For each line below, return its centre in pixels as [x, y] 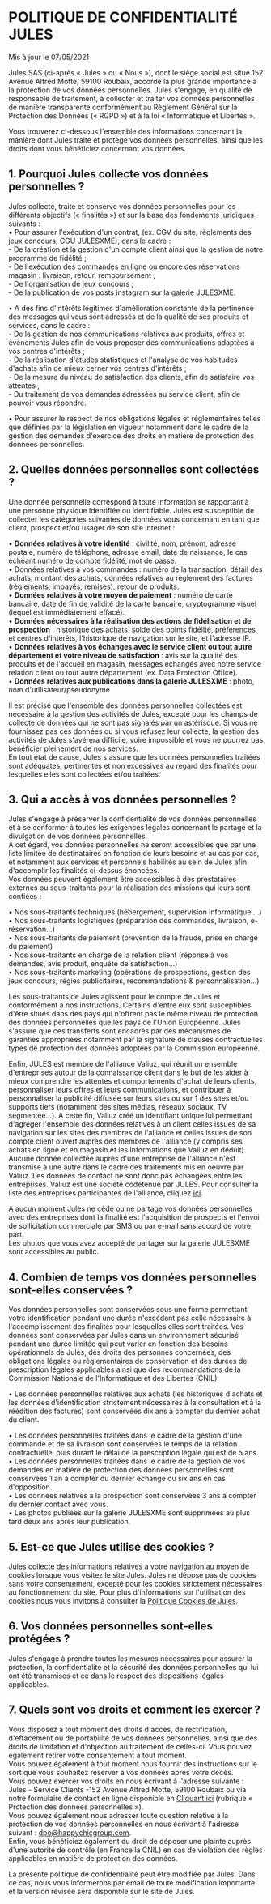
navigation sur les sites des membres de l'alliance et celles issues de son [130, 1133]
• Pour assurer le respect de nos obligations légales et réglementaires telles [135, 418]
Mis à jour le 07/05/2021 [49, 57]
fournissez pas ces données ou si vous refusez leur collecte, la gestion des [134, 731]
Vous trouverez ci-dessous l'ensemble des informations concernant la [125, 131]
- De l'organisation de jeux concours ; [71, 283]
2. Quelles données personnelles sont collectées [134, 470]
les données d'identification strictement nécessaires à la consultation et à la [135, 1403]
